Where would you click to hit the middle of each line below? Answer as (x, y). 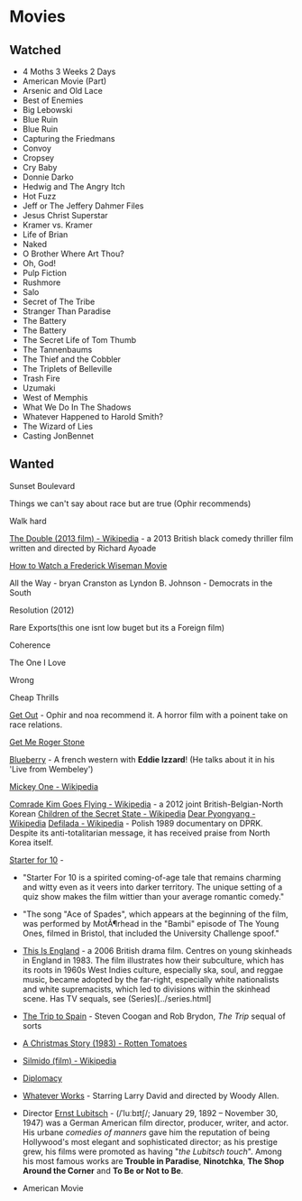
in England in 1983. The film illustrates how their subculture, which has (153, 960)
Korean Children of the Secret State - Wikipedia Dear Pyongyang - (133, 813)
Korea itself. (32, 842)
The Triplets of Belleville (67, 369)
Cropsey (38, 158)
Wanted (32, 464)
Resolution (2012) (42, 610)
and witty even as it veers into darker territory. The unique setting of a (152, 887)
